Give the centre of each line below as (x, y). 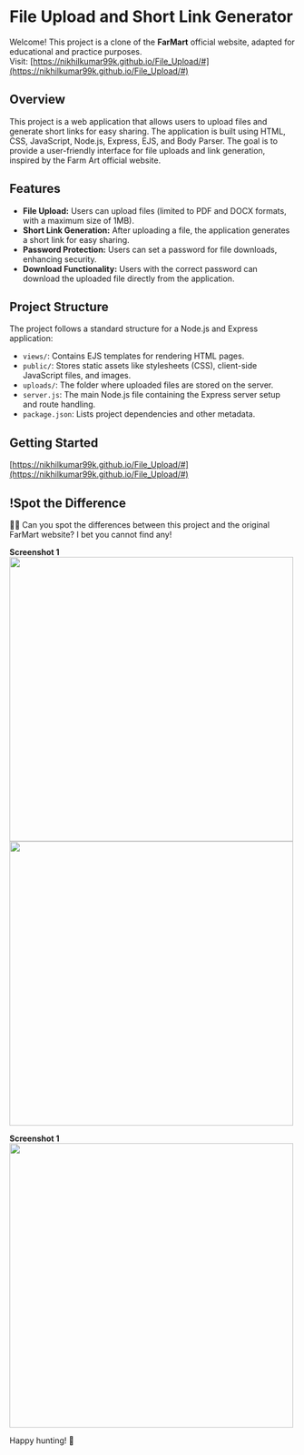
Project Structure (59, 307)
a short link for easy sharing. (76, 239)
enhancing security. (59, 259)
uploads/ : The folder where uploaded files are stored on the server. (148, 385)
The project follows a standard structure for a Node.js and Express (134, 328)
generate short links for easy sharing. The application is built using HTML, (147, 131)
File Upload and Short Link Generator (151, 17)
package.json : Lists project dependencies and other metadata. (139, 414)
